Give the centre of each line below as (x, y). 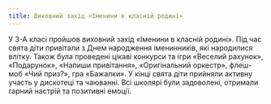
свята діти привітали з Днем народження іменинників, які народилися (131, 48)
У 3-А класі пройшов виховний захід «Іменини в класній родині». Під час (135, 39)
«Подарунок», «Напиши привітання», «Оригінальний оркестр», (118, 65)
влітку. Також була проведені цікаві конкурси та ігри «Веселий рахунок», (136, 56)
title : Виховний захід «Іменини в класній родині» (96, 16)
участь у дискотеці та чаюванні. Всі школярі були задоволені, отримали (133, 82)
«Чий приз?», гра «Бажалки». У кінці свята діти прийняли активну (138, 73)
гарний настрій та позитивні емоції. (70, 91)
